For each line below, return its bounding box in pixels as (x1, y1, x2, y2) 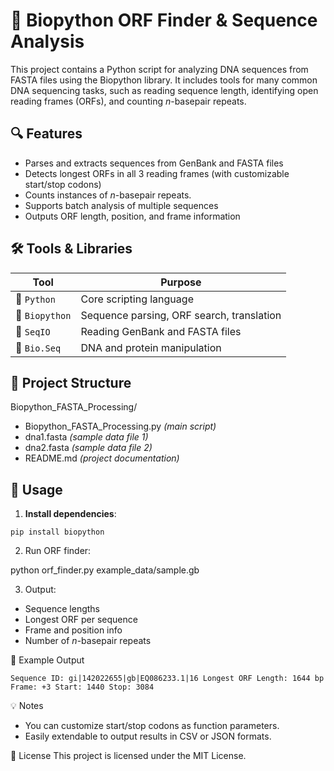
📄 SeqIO (15, 324, 51, 338)
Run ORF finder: (24, 545, 92, 557)
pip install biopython (10, 527, 105, 538)
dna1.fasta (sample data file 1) (24, 431, 149, 443)
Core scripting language (80, 292, 194, 306)
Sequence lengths (24, 603, 100, 615)
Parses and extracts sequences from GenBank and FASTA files (24, 157, 284, 169)
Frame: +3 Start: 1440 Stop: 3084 (10, 682, 155, 693)
